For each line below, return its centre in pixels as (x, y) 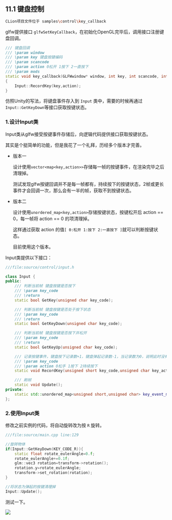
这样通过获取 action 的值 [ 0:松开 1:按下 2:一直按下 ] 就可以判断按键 (83, 229)
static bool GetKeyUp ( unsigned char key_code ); (66, 347)
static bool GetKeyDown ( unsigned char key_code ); (69, 324)
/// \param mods (23, 72)
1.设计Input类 (22, 122)
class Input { (20, 276)
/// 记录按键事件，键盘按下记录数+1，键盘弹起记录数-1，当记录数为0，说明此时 (88, 356)
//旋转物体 (15, 444)
